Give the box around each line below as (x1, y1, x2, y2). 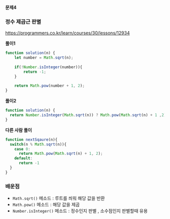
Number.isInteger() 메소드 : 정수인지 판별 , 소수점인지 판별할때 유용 (12, 208, 148, 214)
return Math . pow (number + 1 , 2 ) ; (14, 83, 85, 88)
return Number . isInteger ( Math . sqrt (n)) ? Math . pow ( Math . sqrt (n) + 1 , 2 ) (10, 113, 166, 118)
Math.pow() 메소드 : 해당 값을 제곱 (12, 201, 80, 208)
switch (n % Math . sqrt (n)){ (10, 142, 67, 147)
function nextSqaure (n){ (5, 137, 58, 142)
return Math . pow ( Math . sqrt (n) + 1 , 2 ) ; (18, 151, 103, 156)
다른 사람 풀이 (5, 127, 32, 133)
